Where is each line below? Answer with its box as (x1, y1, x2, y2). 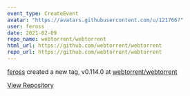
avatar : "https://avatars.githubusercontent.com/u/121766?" (7, 17, 184, 23)
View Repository (7, 81, 54, 89)
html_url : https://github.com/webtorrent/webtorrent (7, 42, 162, 49)
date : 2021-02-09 (7, 29, 57, 37)
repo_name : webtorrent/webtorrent (7, 36, 107, 43)
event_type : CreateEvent (7, 10, 79, 17)
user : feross (7, 23, 45, 30)
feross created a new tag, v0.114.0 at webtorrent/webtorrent (7, 67, 178, 76)
